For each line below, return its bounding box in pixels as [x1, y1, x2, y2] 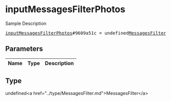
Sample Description [5, 20, 47, 26]
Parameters [5, 45, 43, 53]
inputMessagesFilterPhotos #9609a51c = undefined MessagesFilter [5, 30, 166, 36]
